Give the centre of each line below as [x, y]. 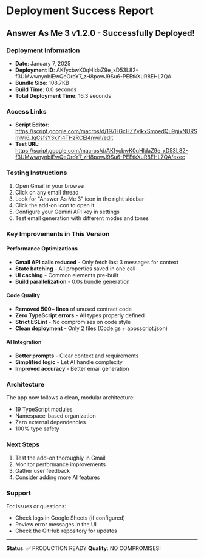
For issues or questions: [36, 506]
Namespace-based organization [55, 416]
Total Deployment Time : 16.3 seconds [63, 95]
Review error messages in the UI [56, 524]
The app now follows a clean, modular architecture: [70, 398]
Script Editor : [32, 125]
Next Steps [23, 444]
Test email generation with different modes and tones [82, 218]
